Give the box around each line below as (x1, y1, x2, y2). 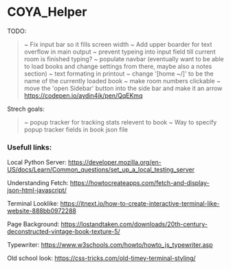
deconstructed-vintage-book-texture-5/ (7, 228, 120, 236)
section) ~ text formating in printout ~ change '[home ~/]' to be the (23, 69, 214, 78)
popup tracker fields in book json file (23, 125, 129, 133)
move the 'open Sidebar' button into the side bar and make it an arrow (23, 84, 223, 92)
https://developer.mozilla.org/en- (67, 158, 162, 166)
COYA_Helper (7, 4, 87, 20)
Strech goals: (7, 105, 45, 113)
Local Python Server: (7, 158, 67, 166)
